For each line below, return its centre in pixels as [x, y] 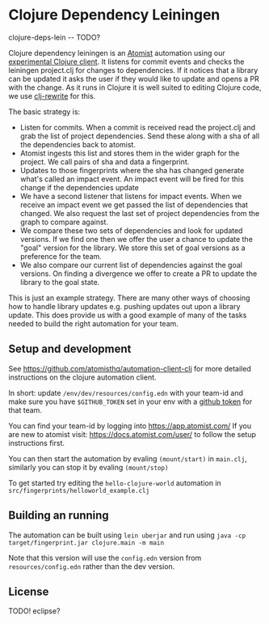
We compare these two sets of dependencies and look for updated [131, 230]
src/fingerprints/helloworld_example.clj [79, 490]
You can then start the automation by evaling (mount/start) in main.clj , [128, 458]
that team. [25, 410]
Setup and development [70, 349]
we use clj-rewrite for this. [52, 96]
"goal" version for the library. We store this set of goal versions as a [132, 248]
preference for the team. [61, 256]
